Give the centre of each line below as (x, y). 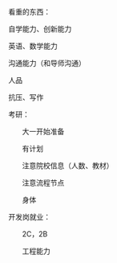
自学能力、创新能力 (40, 29)
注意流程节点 (43, 183)
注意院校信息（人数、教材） (68, 166)
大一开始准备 (43, 131)
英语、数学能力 (33, 46)
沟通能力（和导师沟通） (47, 63)
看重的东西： (29, 12)
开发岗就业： (29, 217)
